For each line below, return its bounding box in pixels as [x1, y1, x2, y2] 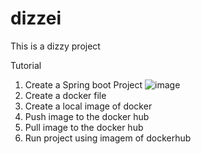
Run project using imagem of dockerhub [24, 132, 192, 144]
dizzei [10, 7, 62, 30]
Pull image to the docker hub [24, 121, 144, 133]
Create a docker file [24, 89, 107, 101]
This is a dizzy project [10, 40, 101, 52]
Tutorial [10, 59, 42, 71]
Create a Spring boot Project [24, 78, 143, 91]
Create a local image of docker [24, 100, 153, 112]
